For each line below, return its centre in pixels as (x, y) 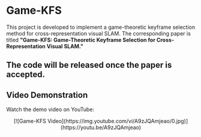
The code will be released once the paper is (89, 65)
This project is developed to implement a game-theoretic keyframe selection (101, 27)
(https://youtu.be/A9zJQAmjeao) (101, 127)
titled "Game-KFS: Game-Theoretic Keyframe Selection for (81, 40)
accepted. (25, 75)
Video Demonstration (47, 95)
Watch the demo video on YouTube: (50, 109)
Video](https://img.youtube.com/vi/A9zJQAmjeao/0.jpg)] (118, 121)
